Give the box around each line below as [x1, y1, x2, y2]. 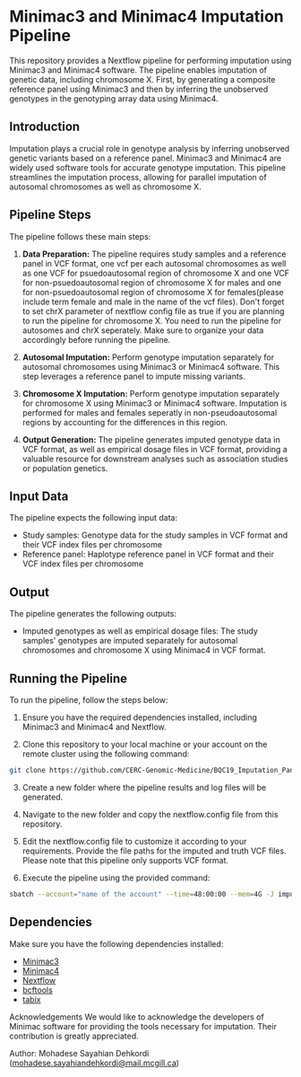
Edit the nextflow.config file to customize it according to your [21, 836, 247, 846]
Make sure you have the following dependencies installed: [9, 938, 224, 949]
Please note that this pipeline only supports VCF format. [21, 854, 229, 865]
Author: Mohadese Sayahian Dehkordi [9, 1047, 150, 1058]
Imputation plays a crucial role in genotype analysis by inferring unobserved [9, 143, 290, 153]
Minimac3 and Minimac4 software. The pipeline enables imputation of [9, 65, 267, 75]
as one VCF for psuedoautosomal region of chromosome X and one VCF [21, 267, 289, 278]
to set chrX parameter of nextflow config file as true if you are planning [21, 305, 285, 316]
